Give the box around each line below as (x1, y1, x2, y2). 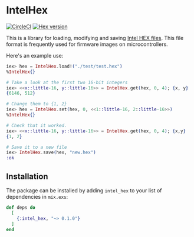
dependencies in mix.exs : (6, 193, 68, 200)
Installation (6, 171, 48, 181)
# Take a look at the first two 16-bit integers (6, 79, 128, 85)
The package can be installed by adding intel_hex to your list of (6, 187, 162, 194)
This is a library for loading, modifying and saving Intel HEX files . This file (6, 34, 184, 41)
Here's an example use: (6, 52, 64, 59)
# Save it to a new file (6, 144, 67, 150)
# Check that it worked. (6, 122, 67, 128)
